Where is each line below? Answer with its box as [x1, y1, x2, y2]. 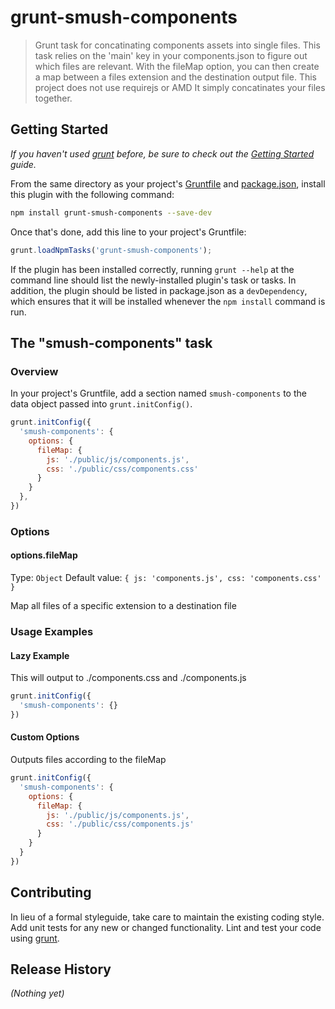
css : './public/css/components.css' [46, 464, 199, 474]
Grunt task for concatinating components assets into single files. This [34, 39, 321, 51]
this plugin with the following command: [10, 188, 175, 200]
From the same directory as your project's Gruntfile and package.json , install [10, 177, 326, 190]
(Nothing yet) [10, 987, 65, 1000]
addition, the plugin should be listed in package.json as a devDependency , [10, 284, 308, 296]
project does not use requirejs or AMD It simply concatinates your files [34, 81, 326, 93]
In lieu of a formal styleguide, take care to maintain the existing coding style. [10, 911, 325, 923]
